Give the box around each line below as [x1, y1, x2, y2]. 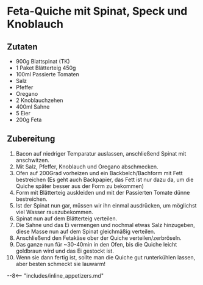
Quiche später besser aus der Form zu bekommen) [15, 182, 144, 190]
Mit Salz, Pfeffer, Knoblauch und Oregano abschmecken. [15, 163, 158, 170]
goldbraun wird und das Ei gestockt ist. [15, 247, 115, 254]
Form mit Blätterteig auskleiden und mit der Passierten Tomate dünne [15, 189, 190, 196]
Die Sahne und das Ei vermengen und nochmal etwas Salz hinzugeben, [15, 221, 196, 228]
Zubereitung [7, 134, 55, 144]
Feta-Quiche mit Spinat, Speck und [7, 4, 188, 18]
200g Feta [15, 116, 42, 123]
